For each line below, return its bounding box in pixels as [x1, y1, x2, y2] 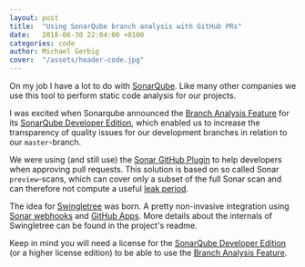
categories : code [9, 38, 76, 48]
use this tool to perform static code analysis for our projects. [9, 90, 237, 101]
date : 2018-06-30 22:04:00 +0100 [9, 30, 145, 39]
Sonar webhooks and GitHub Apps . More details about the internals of [9, 211, 273, 221]
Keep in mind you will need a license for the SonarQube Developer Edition [9, 238, 287, 248]
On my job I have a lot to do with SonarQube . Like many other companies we [9, 81, 297, 91]
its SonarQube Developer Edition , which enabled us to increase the [9, 117, 261, 128]
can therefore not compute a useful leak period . [9, 183, 189, 193]
